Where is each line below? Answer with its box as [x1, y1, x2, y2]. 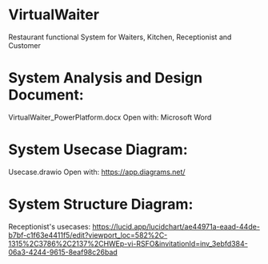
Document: [8, 86, 84, 104]
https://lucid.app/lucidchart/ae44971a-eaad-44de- [91, 221, 260, 231]
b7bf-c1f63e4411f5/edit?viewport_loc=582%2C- [8, 230, 168, 240]
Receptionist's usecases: [8, 221, 91, 231]
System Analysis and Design [8, 69, 202, 87]
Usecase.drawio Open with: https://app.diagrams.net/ [8, 167, 186, 177]
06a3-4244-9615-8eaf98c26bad [8, 247, 118, 257]
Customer [8, 40, 42, 50]
